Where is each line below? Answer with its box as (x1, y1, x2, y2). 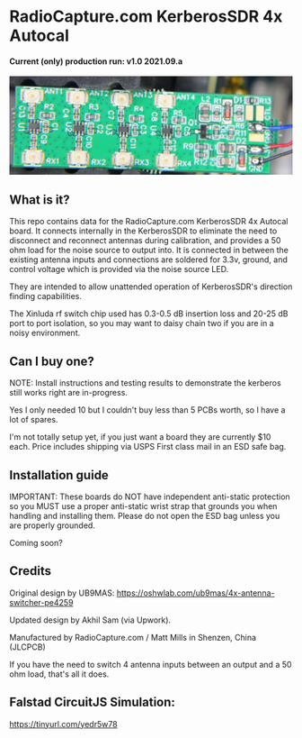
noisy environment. (9, 327, 81, 339)
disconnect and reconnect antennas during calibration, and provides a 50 (9, 235, 281, 246)
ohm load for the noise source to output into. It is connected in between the (9, 245, 289, 256)
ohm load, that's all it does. (9, 669, 110, 679)
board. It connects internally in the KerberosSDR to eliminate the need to (9, 225, 278, 236)
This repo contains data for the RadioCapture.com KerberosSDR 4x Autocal (9, 216, 289, 227)
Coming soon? (9, 538, 63, 549)
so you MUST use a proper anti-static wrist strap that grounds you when (9, 501, 278, 512)
